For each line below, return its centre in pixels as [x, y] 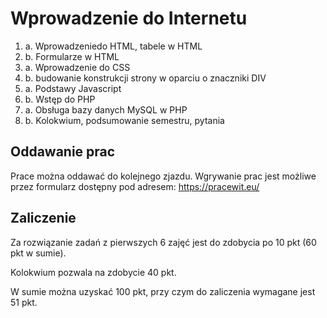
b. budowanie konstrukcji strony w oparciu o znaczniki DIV [145, 78]
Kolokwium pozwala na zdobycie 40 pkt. [93, 272]
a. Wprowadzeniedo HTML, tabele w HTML [113, 46]
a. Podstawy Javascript [73, 88]
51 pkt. [24, 302]
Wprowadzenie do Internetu [129, 18]
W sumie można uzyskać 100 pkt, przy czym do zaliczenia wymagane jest [163, 291]
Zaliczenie [43, 218]
